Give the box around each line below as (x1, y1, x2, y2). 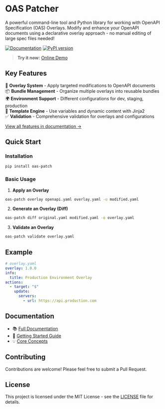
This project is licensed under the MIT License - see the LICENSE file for (5, 394, 153, 400)
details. (5, 399, 20, 405)
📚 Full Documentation (12, 325, 58, 332)
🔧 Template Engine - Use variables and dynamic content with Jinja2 (5, 108, 145, 114)
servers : (18, 294, 37, 299)
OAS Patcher (5, 3, 59, 14)
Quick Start (5, 138, 41, 146)
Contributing (5, 353, 46, 362)
